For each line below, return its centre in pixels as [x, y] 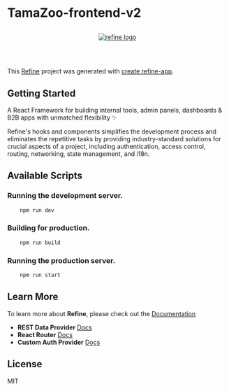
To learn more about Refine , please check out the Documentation [102, 313]
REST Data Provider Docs [54, 327]
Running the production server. [61, 260]
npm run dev [37, 210]
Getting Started [42, 93]
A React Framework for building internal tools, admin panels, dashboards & [114, 110]
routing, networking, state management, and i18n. [79, 154]
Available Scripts [45, 176]
